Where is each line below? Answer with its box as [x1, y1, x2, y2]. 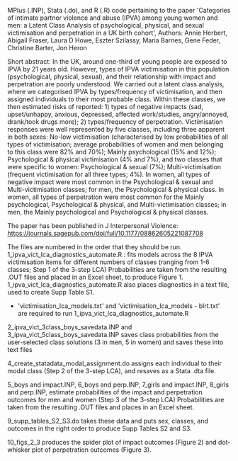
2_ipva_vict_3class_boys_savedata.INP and [7, 323, 132, 331]
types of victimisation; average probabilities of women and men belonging [7, 140, 224, 148]
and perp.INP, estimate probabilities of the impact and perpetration [7, 388, 203, 396]
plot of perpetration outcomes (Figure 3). [31, 445, 152, 454]
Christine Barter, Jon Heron [7, 44, 87, 52]
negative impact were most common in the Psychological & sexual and [7, 178, 214, 186]
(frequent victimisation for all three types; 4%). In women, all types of [7, 170, 210, 178]
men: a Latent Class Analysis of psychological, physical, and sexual [7, 21, 204, 29]
